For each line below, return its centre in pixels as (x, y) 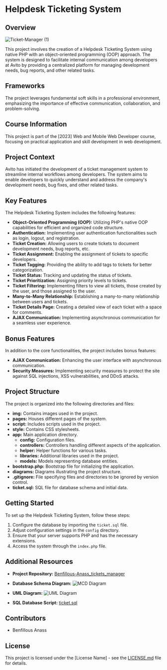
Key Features (26, 201)
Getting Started (30, 503)
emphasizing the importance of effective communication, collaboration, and (83, 103)
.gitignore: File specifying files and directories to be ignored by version (85, 477)
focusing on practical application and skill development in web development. (83, 141)
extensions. (24, 540)
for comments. (27, 312)
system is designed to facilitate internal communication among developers (81, 60)
